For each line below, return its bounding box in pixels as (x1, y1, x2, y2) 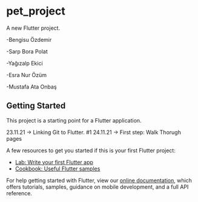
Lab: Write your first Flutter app (15, 158, 94, 166)
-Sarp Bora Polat (6, 47, 48, 55)
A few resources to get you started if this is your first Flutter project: (6, 147, 176, 154)
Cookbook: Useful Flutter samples (15, 165, 101, 172)
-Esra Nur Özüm (6, 71, 47, 78)
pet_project (6, 4, 65, 18)
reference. (6, 189, 32, 197)
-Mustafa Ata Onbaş (6, 83, 57, 90)
